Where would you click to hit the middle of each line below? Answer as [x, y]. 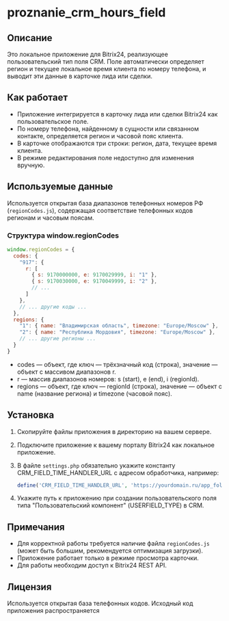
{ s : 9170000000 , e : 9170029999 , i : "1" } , [94, 275]
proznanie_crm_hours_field [86, 13]
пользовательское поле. [53, 121]
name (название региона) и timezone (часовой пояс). [94, 393]
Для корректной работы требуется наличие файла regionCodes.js [113, 544]
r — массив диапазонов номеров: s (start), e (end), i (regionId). [108, 379]
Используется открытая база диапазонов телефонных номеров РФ [105, 203]
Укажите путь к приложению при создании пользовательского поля [117, 498]
